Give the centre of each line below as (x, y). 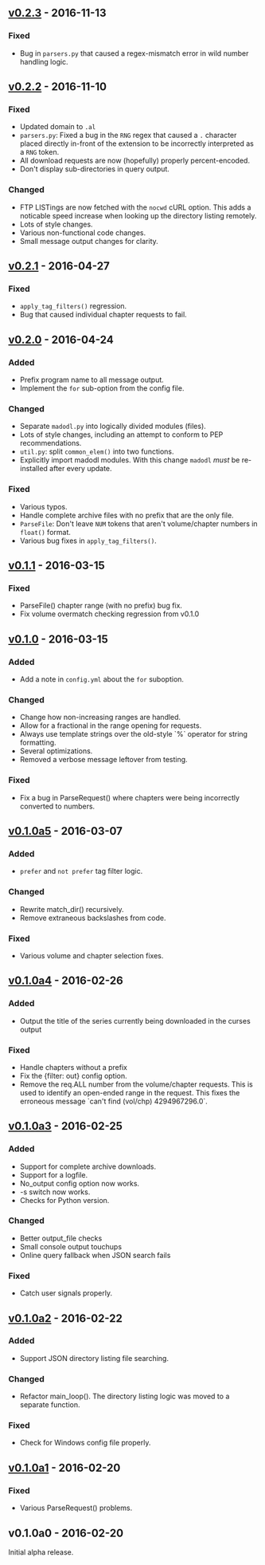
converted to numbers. (57, 806)
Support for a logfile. (54, 1174)
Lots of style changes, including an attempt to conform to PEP (121, 435)
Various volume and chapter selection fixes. (92, 955)
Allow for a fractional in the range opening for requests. (111, 725)
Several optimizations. (56, 751)
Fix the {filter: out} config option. (73, 1075)
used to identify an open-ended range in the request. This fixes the (130, 1092)
